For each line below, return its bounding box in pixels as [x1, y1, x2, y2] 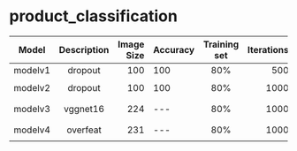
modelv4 [13, 124, 51, 136]
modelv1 [13, 64, 51, 76]
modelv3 [13, 102, 51, 115]
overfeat [65, 124, 102, 136]
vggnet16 [63, 102, 104, 115]
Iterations [247, 43, 289, 56]
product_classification [9, 6, 179, 26]
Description [58, 43, 110, 56]
